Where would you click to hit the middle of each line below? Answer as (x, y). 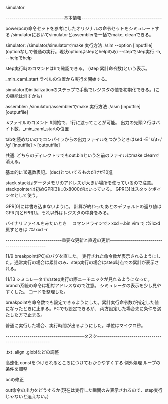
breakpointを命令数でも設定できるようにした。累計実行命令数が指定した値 (82, 302)
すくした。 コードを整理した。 (37, 292)
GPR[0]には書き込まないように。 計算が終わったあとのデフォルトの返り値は (83, 206)
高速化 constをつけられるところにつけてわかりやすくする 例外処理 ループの (83, 363)
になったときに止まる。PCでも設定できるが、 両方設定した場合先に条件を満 (83, 309)
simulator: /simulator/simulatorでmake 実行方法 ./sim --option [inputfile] (79, 45)
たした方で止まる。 (25, 315)
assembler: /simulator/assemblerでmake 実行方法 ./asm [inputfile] (73, 107)
